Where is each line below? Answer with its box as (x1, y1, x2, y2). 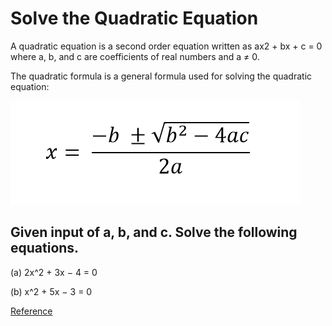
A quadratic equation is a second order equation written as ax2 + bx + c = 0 (10, 40, 323, 52)
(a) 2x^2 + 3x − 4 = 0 (10, 266, 98, 278)
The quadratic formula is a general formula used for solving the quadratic (10, 70, 313, 82)
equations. (10, 240, 80, 257)
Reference (10, 305, 53, 317)
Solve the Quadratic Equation (10, 7, 259, 30)
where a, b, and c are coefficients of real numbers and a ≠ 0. (10, 50, 260, 62)
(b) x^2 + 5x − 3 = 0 (10, 285, 93, 297)
